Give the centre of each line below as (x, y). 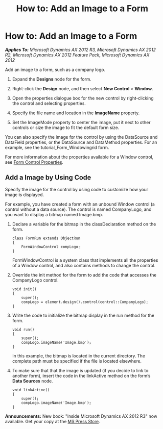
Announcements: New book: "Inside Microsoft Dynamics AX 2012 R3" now (81, 416)
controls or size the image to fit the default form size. (66, 127)
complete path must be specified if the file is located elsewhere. (77, 361)
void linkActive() (31, 390)
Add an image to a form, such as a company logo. (55, 70)
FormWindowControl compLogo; (51, 247)
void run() (23, 329)
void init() (24, 289)
